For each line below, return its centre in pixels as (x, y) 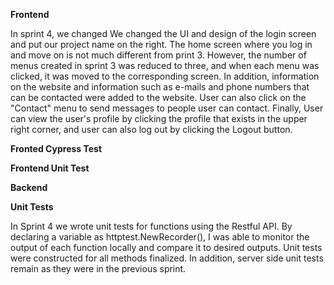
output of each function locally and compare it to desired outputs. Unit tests (166, 247)
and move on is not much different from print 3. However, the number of (158, 55)
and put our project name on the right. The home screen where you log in (161, 44)
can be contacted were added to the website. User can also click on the (158, 97)
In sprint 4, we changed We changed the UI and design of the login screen (163, 33)
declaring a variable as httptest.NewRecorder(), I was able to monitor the (160, 237)
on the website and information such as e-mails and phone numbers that (160, 87)
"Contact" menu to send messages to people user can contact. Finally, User (167, 108)
